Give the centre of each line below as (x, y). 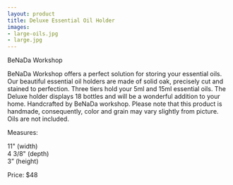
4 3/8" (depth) (28, 154)
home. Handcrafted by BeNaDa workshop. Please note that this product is (115, 104)
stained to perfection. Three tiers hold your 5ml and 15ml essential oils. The (116, 89)
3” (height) (23, 161)
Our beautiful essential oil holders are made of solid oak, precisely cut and (115, 81)
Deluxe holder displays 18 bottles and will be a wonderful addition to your (114, 97)
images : (19, 27)
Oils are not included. (38, 119)
